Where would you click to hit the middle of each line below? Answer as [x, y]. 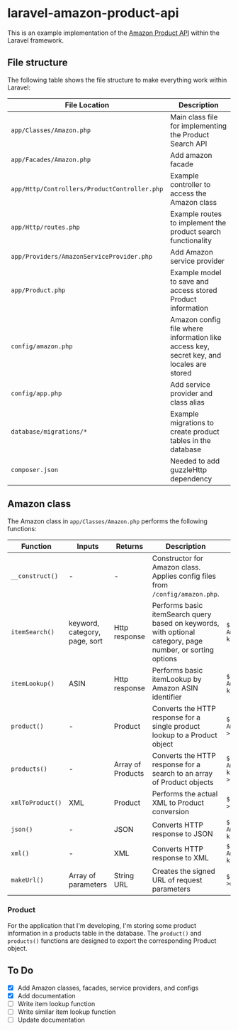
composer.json [35, 470]
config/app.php [36, 393]
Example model [195, 272]
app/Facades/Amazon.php [51, 159]
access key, [190, 346]
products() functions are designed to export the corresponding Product [112, 941]
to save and [189, 281]
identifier [167, 697]
